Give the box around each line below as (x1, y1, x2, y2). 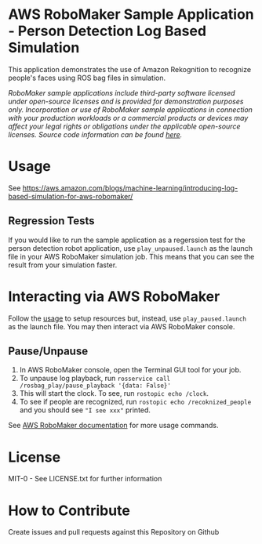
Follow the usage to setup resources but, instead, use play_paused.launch (8, 314, 247, 323)
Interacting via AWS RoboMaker (8, 288, 220, 305)
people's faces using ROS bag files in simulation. (8, 73, 166, 82)
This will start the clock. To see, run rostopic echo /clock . (19, 389, 209, 398)
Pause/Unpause (8, 345, 89, 358)
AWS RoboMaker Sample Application (8, 5, 254, 24)
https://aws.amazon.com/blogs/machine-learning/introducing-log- (22, 183, 238, 193)
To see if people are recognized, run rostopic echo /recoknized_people (19, 397, 252, 407)
